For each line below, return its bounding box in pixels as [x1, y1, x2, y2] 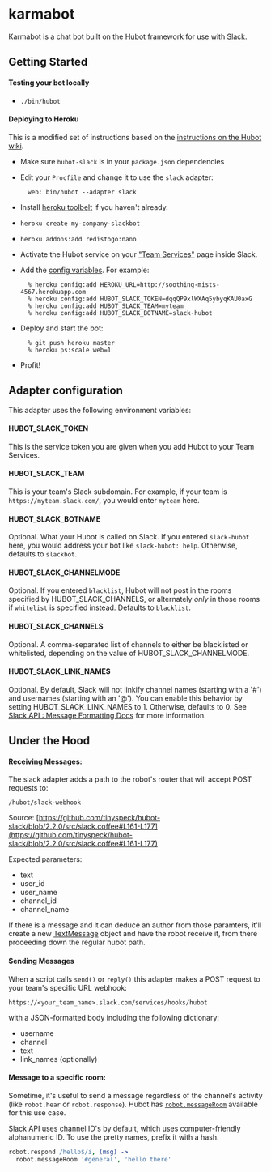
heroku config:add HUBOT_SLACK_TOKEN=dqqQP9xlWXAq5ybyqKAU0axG [35, 295, 252, 303]
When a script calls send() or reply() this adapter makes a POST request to [8, 974, 260, 984]
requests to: [8, 783, 49, 793]
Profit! [19, 360, 41, 369]
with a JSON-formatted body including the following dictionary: [8, 1012, 220, 1022]
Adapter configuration [8, 384, 124, 398]
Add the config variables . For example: [19, 265, 150, 275]
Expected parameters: [8, 854, 83, 864]
